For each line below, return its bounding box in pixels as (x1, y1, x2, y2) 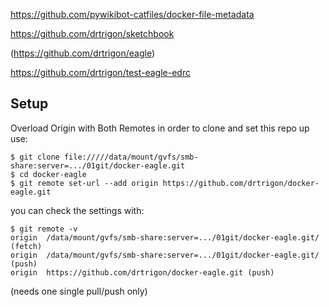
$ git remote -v (10, 224, 78, 234)
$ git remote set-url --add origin (10, 178, 159, 188)
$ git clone (10, 152, 60, 162)
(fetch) (10, 241, 43, 251)
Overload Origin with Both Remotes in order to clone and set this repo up (10, 122, 310, 134)
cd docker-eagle (19, 169, 87, 179)
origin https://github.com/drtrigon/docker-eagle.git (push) (10, 267, 275, 278)
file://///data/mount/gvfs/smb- (63, 152, 199, 162)
